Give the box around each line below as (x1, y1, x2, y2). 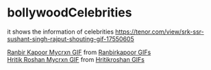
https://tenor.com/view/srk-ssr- (115, 27, 204, 36)
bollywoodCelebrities (7, 5, 132, 21)
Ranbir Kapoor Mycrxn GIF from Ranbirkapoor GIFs (7, 48, 151, 56)
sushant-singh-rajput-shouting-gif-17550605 (7, 34, 135, 43)
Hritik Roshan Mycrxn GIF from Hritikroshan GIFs (7, 55, 145, 63)
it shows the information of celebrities (7, 27, 114, 36)
